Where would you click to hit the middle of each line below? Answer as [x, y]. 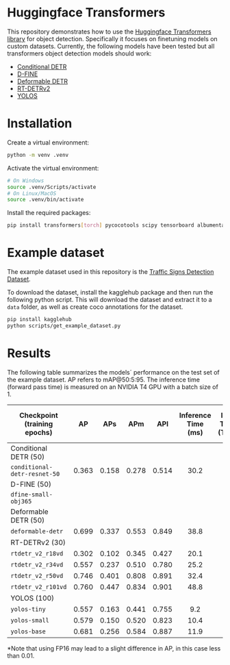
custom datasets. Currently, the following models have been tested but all [111, 46]
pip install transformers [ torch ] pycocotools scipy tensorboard [101, 225]
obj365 [21, 501]
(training [39, 424]
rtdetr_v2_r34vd [37, 564]
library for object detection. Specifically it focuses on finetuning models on [112, 38]
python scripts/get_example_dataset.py [64, 326]
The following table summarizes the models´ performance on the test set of [114, 372]
